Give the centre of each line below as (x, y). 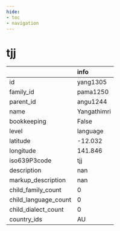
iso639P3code (30, 160)
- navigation (23, 23)
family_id (22, 92)
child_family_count (35, 190)
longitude (23, 151)
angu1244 (92, 102)
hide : (13, 12)
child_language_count (40, 200)
